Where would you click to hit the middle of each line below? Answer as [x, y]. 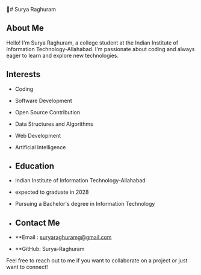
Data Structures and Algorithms [54, 124]
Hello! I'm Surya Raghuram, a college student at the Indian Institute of [92, 43]
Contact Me [37, 223]
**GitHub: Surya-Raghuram [50, 249]
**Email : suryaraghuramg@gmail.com [63, 237]
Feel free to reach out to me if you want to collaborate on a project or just [97, 261]
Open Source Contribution [47, 112]
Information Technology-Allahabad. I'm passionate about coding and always [100, 49]
